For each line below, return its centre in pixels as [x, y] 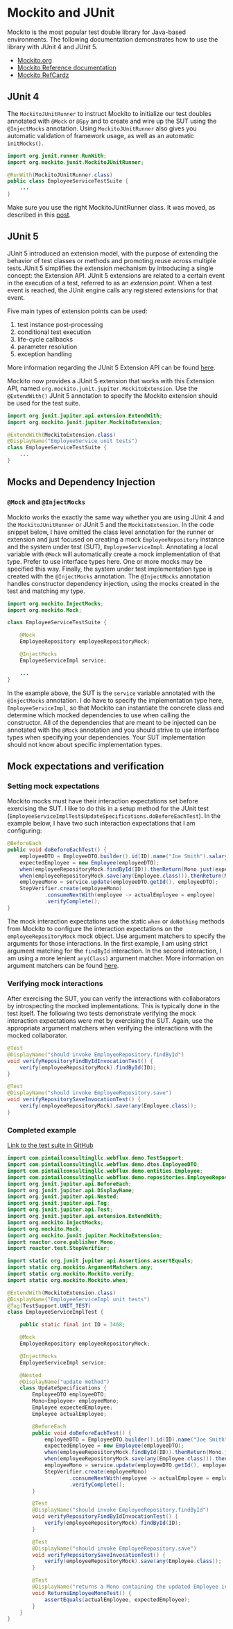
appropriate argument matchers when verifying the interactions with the [110, 1028]
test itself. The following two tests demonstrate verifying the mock [102, 1013]
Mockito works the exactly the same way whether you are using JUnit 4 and [116, 517]
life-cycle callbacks [45, 339]
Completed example [42, 1130]
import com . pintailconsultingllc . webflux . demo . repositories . [97, 1177]
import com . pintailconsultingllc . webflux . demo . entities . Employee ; [105, 1171]
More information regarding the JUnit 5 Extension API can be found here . [112, 367]
